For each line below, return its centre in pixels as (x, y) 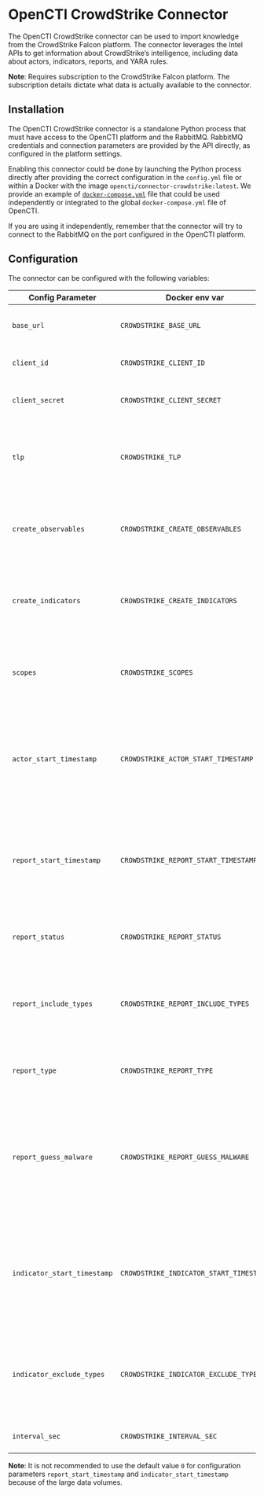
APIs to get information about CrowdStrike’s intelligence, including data (123, 53)
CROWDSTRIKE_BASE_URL (161, 325)
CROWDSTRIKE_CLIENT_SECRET (171, 400)
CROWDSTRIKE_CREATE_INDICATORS (179, 600)
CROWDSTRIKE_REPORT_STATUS (171, 937)
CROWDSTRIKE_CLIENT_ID (163, 363)
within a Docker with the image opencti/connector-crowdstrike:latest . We (130, 186)
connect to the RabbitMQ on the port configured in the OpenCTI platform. (127, 234)
